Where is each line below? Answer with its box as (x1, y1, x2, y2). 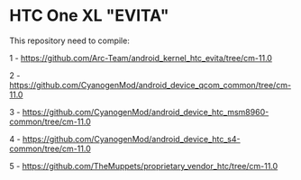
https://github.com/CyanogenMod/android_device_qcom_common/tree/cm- (9, 79, 291, 90)
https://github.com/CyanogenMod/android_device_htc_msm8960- (22, 106, 269, 117)
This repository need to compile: (9, 35, 131, 46)
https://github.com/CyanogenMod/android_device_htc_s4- (22, 133, 241, 144)
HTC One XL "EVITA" (9, 5, 169, 26)
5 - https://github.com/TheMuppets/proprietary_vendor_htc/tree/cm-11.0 (9, 160, 278, 171)
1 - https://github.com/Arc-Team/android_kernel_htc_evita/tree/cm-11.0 (9, 52, 273, 63)
